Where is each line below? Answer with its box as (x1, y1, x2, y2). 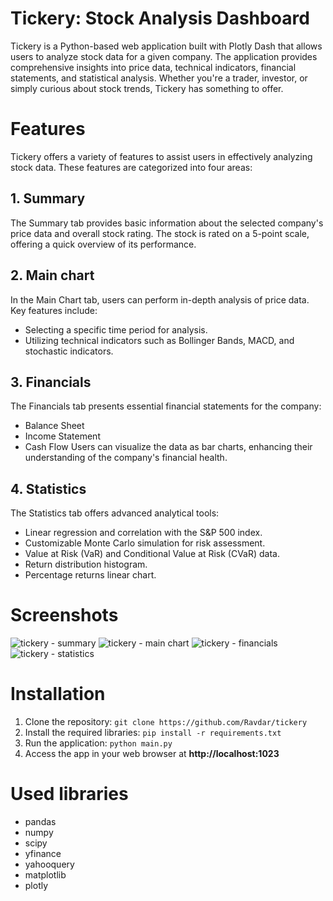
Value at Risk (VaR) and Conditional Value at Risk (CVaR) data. (24, 548, 280, 560)
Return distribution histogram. (24, 558, 148, 571)
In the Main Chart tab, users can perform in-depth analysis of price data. (10, 293, 310, 306)
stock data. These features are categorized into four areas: (10, 161, 253, 173)
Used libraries (10, 783, 129, 806)
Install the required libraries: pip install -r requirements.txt (24, 727, 282, 738)
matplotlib (24, 868, 67, 881)
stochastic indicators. (24, 345, 114, 357)
